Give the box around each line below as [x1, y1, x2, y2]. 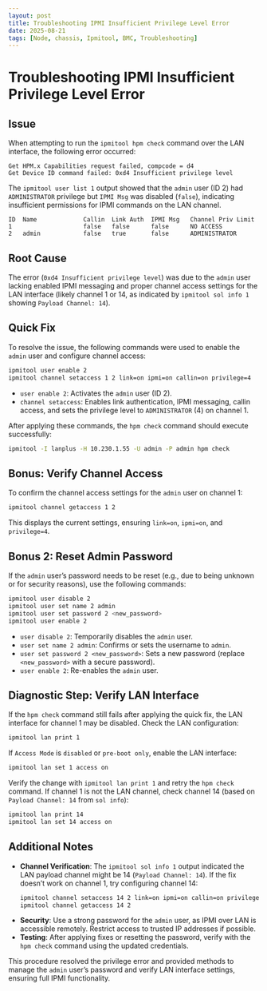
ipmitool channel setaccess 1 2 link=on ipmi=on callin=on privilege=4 [8, 373, 251, 382]
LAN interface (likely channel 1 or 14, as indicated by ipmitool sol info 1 [8, 289, 249, 300]
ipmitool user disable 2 [8, 595, 91, 603]
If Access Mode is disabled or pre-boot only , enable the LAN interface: [8, 748, 238, 758]
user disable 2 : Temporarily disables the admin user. [19, 631, 194, 641]
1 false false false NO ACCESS [8, 223, 223, 231]
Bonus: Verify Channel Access [8, 467, 163, 480]
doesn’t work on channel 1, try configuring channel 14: [19, 878, 198, 888]
